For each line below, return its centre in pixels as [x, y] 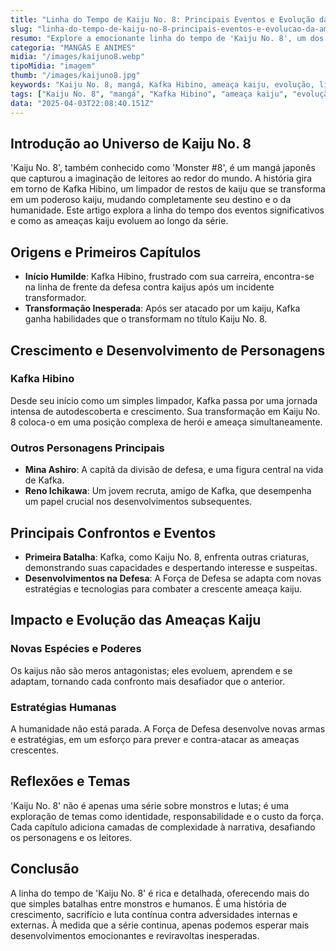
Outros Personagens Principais [87, 448]
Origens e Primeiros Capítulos [106, 252]
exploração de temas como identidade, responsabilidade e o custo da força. [167, 816]
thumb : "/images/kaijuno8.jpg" [75, 76]
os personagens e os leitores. [71, 837]
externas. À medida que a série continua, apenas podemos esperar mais [160, 925]
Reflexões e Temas [70, 781]
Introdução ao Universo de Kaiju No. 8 [131, 143]
